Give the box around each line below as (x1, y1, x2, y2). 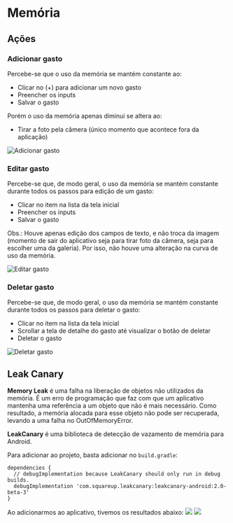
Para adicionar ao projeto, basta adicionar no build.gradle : (7, 451, 178, 459)
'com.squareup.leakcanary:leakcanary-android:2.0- (76, 483, 227, 490)
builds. (7, 477, 30, 484)
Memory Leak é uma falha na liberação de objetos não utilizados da (7, 386, 204, 395)
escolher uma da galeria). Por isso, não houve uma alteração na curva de (7, 244, 218, 253)
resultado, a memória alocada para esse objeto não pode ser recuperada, (7, 409, 220, 417)
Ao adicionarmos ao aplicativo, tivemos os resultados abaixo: (7, 508, 184, 517)
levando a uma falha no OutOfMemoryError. (7, 417, 134, 425)
